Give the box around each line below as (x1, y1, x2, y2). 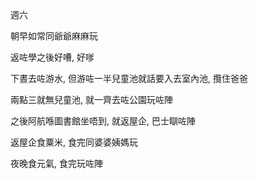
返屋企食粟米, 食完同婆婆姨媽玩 (10, 136, 138, 148)
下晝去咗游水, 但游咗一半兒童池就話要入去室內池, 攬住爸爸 (10, 73, 248, 84)
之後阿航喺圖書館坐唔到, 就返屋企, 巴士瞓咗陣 (10, 115, 196, 127)
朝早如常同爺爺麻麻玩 (10, 30, 98, 42)
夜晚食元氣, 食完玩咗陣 (10, 158, 103, 169)
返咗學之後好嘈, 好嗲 (10, 51, 95, 63)
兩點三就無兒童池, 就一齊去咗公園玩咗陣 (10, 94, 173, 105)
